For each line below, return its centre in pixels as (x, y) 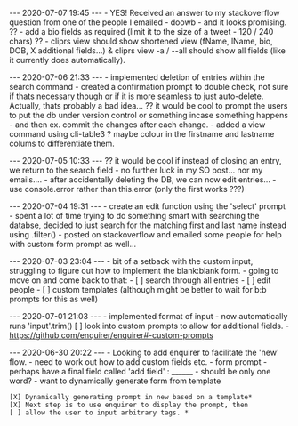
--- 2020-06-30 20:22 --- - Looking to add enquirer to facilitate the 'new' (144, 352)
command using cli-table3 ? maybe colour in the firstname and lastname (142, 134)
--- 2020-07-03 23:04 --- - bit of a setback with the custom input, (131, 261)
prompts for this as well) (54, 299)
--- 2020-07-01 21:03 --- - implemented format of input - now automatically (149, 316)
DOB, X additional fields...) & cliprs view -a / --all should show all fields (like (148, 51)
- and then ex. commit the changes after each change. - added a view (137, 125)
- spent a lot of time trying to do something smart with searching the (134, 216)
